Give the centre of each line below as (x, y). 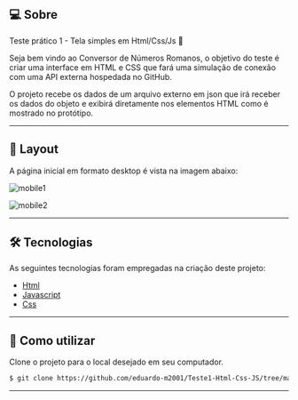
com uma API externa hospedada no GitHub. (91, 76)
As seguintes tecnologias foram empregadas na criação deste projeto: (137, 268)
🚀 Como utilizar (52, 340)
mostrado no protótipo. (51, 113)
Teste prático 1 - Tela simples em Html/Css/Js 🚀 (96, 40)
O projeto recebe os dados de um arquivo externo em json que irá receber (145, 94)
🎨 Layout (34, 149)
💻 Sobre (33, 15)
